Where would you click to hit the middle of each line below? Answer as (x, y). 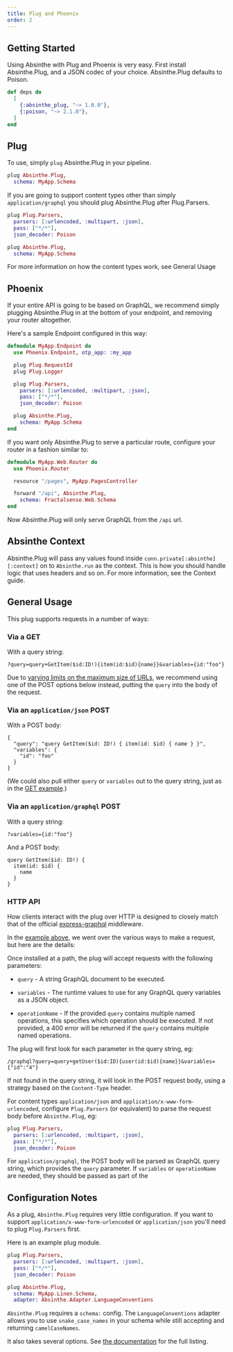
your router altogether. (39, 320)
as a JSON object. (43, 1000)
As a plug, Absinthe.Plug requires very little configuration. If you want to (110, 1215)
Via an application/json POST (59, 710)
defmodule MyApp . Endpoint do (49, 346)
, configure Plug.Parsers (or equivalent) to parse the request (124, 1108)
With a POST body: (34, 725)
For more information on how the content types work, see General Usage (112, 267)
